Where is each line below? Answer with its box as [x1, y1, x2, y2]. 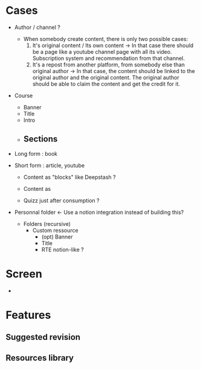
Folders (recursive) [23, 220, 71, 227]
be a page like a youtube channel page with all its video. [32, 48, 173, 55]
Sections [23, 134, 58, 144]
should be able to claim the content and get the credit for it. [32, 80, 180, 88]
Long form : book [14, 150, 58, 157]
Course [14, 92, 33, 99]
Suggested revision [5, 332, 81, 342]
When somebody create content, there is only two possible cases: [23, 35, 188, 42]
